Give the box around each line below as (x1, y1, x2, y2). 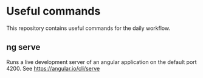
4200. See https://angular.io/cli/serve (6, 65, 100, 72)
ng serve (6, 42, 41, 52)
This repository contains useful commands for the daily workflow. (6, 24, 171, 32)
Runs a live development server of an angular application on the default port (6, 58, 197, 65)
